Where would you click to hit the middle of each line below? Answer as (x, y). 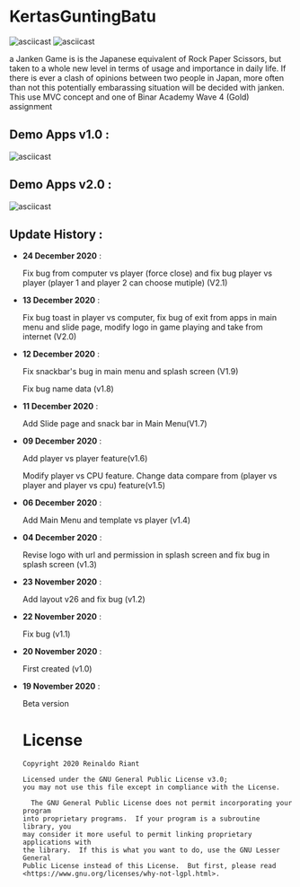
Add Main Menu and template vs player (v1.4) (106, 520)
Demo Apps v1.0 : (59, 135)
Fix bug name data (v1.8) (68, 389)
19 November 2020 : (61, 686)
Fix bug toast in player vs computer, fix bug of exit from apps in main (149, 318)
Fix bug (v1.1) (46, 634)
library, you (47, 827)
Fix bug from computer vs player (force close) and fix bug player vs (147, 273)
